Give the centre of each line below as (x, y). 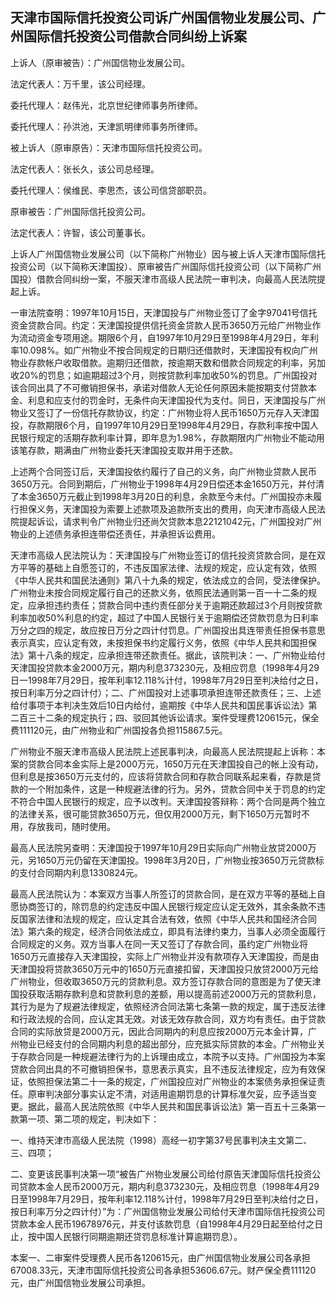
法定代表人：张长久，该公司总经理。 (85, 169)
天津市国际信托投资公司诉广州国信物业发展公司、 (161, 18)
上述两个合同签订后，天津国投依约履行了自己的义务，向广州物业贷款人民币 (163, 471)
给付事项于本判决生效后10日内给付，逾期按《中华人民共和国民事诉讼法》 (159, 705)
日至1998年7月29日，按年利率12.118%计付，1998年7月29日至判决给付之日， (167, 1199)
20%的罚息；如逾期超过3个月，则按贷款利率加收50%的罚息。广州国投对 (168, 375)
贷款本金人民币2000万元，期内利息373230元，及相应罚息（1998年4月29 (169, 1186)
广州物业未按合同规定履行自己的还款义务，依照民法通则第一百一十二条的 (159, 592)
